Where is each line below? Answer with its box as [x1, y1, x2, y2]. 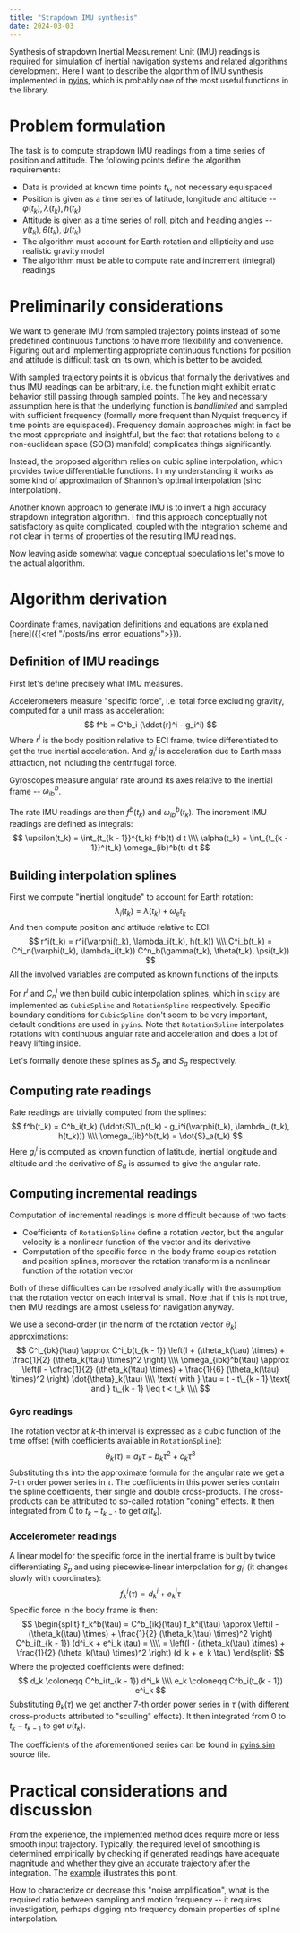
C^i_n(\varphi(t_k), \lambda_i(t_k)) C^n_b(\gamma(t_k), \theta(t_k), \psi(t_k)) [11, 945, 290, 956]
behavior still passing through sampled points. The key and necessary [9, 391, 268, 401]
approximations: [9, 1331, 69, 1342]
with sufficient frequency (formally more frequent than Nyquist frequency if [9, 409, 287, 420]
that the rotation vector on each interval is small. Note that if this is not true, [9, 1292, 288, 1303]
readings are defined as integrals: [9, 818, 133, 829]
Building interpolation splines [9, 867, 177, 883]
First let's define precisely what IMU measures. [9, 678, 184, 689]
